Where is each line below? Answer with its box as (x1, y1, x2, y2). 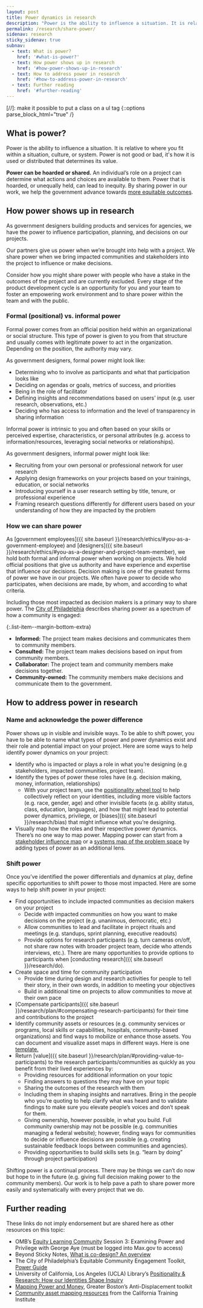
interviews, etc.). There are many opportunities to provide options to (24, 949, 195, 957)
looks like (14, 375, 39, 382)
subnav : (6, 43, 26, 49)
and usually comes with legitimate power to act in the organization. (6, 339, 173, 346)
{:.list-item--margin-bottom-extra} (6, 623, 92, 630)
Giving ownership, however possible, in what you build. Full (24, 1117, 172, 1124)
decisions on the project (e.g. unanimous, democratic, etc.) (24, 917, 172, 924)
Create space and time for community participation (14, 968, 143, 976)
